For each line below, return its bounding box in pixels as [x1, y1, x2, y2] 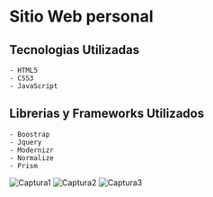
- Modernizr [9, 146, 54, 155]
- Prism [9, 161, 39, 170]
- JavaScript [9, 82, 58, 91]
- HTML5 [9, 66, 39, 75]
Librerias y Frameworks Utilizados [9, 106, 205, 121]
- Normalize [9, 153, 54, 163]
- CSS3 [9, 74, 34, 83]
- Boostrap [9, 130, 50, 139]
